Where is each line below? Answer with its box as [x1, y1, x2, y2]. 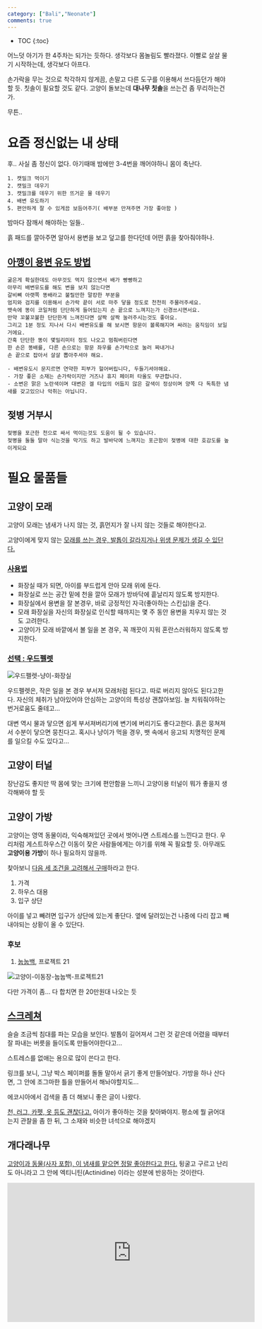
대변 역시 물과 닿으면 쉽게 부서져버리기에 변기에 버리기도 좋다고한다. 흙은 [7, 719, 207, 727]
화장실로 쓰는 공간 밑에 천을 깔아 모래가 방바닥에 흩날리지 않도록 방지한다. [17, 590, 220, 598]
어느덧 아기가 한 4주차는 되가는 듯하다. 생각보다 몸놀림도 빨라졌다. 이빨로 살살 [7, 51, 220, 59]
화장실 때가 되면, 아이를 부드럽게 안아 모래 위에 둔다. [17, 581, 161, 590]
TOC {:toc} [17, 36, 49, 45]
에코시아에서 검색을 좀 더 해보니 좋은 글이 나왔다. [7, 1093, 141, 1101]
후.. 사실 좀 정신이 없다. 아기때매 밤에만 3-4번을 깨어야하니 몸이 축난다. [7, 160, 203, 168]
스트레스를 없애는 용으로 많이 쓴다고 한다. [7, 1054, 121, 1062]
